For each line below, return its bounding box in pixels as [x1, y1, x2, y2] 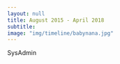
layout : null [7, 10, 45, 17]
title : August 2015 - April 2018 [7, 17, 105, 24]
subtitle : [7, 23, 36, 30]
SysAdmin [7, 49, 37, 57]
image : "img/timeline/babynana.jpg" [7, 29, 114, 37]
